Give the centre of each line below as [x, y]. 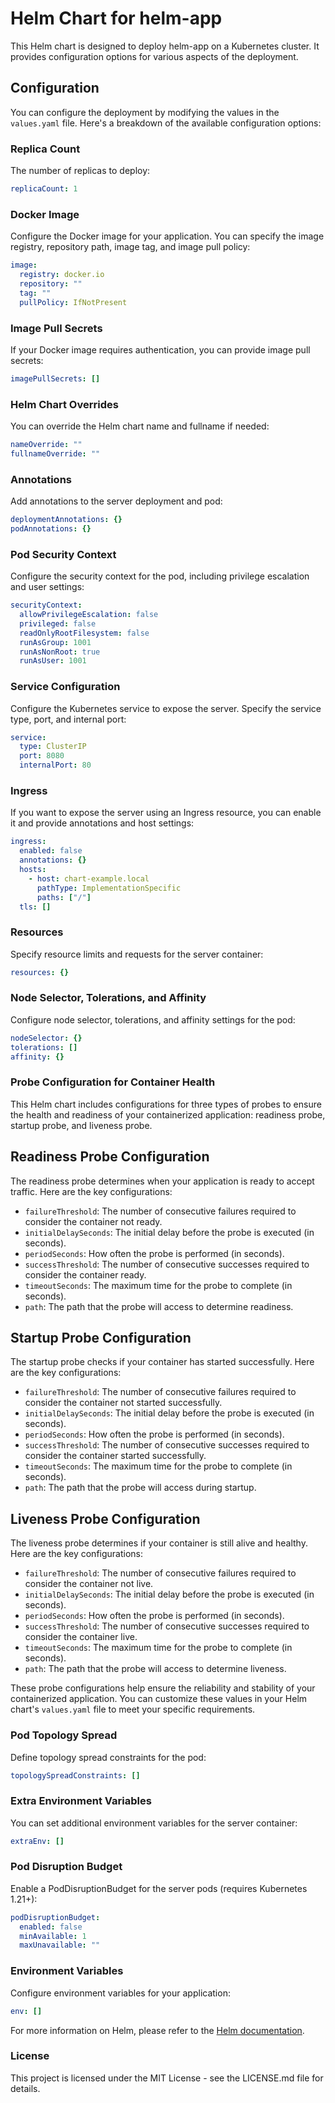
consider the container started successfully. [115, 1456]
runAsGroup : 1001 [55, 642]
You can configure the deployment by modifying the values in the [145, 112]
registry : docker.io [62, 275]
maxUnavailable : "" [60, 1945]
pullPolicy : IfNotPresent [73, 302]
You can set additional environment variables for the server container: [154, 1823]
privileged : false [58, 623]
